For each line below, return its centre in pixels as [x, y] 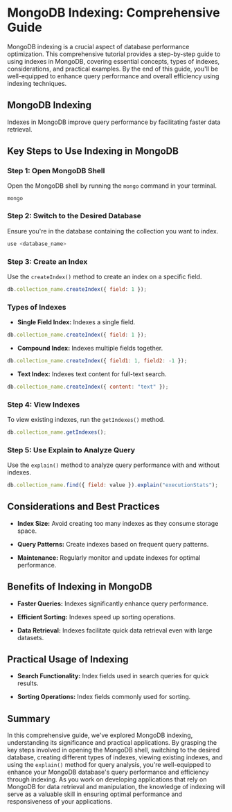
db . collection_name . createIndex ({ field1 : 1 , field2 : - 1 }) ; [97, 361]
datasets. [30, 637]
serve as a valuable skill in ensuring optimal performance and [95, 794]
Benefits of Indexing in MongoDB [80, 587]
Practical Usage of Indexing [68, 660]
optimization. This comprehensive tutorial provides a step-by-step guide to [114, 54]
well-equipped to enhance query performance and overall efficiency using [113, 76]
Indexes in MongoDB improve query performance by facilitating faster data [114, 122]
